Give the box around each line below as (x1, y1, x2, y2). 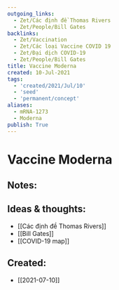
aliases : (7, 102, 33, 109)
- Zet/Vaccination (13, 37, 68, 44)
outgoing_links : (7, 10, 55, 18)
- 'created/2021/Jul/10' (13, 82, 86, 89)
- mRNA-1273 (13, 108, 49, 115)
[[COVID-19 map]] (17, 237, 70, 245)
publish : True (7, 121, 49, 128)
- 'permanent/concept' (13, 95, 80, 103)
